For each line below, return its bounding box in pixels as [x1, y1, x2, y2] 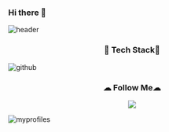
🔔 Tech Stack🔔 [104, 45, 160, 56]
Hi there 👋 [8, 7, 47, 18]
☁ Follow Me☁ [103, 82, 161, 93]
